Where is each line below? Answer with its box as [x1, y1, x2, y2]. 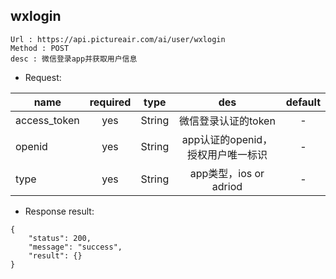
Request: [24, 71, 62, 83]
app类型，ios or [189, 166, 265, 180]
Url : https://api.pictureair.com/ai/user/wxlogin [10, 34, 226, 44]
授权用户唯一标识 [186, 147, 268, 161]
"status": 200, [28, 233, 92, 243]
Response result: [24, 205, 95, 217]
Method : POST [10, 43, 70, 53]
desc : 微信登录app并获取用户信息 [10, 54, 138, 64]
